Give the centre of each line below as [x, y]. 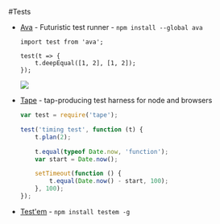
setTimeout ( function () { [79, 174]
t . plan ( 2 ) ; [53, 137]
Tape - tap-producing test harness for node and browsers [116, 100]
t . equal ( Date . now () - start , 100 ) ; [109, 181]
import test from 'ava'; [62, 42]
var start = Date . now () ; [77, 159]
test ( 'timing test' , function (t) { [81, 129]
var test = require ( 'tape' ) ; [69, 115]
